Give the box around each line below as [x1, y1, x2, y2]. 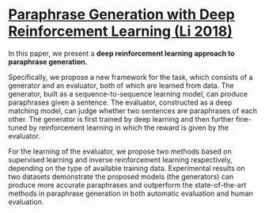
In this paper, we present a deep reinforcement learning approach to [8, 48, 235, 58]
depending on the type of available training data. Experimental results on [8, 163, 245, 173]
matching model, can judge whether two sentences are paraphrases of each [8, 105, 258, 116]
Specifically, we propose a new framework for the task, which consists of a [8, 72, 253, 82]
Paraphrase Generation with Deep [8, 6, 235, 24]
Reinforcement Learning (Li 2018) [8, 22, 233, 40]
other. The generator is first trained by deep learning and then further [8, 114, 235, 124]
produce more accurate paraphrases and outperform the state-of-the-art [8, 180, 247, 189]
